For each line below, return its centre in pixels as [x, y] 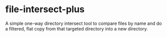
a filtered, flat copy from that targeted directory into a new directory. [77, 28]
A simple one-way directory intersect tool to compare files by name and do [84, 23]
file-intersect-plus [45, 9]
